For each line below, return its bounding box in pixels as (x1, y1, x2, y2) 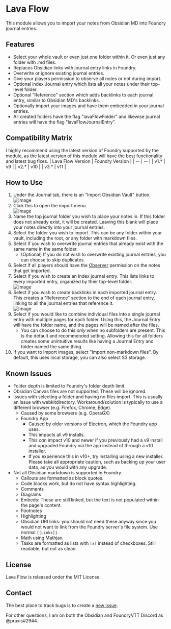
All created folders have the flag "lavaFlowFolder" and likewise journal (13, 113, 160, 119)
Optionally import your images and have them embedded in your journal (13, 103, 164, 109)
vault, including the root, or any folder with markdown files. (13, 235, 137, 241)
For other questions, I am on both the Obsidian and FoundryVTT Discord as (6, 612, 163, 618)
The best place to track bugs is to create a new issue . (6, 602, 119, 608)
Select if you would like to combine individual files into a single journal (13, 311, 160, 317)
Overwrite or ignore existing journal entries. (13, 70, 105, 76)
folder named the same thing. (20, 344, 83, 350)
